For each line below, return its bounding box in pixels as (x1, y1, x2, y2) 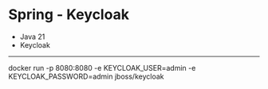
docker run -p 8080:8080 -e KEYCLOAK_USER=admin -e (8, 63, 196, 72)
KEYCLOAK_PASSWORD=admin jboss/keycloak (8, 72, 164, 81)
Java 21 (19, 32, 45, 41)
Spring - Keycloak (8, 6, 130, 24)
